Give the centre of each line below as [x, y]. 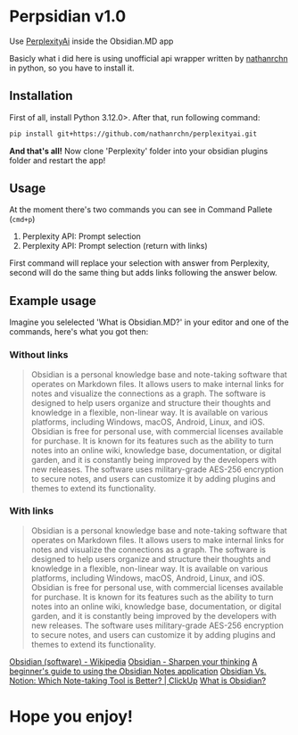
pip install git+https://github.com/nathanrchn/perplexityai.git [133, 134]
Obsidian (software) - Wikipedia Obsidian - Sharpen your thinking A [133, 661]
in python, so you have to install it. [72, 68]
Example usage [53, 301]
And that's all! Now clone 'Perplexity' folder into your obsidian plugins [139, 151]
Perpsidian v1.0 [68, 17]
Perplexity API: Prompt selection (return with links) [115, 246]
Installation [41, 96]
